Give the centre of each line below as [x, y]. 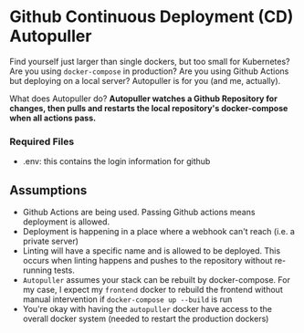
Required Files [42, 141]
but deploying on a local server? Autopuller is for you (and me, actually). [145, 80]
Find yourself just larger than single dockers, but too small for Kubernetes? [150, 61]
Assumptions [48, 190]
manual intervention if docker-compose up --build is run [127, 299]
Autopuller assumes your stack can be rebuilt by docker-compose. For [156, 280]
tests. [64, 270]
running [37, 270]
